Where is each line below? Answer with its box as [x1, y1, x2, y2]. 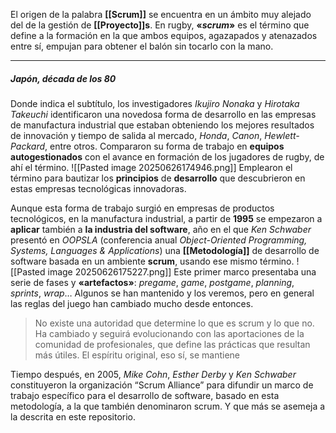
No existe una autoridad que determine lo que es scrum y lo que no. [34, 317, 315, 329]
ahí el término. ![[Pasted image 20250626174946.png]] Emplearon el [10, 161, 293, 173]
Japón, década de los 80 [10, 72, 117, 84]
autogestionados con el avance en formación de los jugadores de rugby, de [10, 150, 325, 163]
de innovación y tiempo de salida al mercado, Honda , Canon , [10, 129, 263, 141]
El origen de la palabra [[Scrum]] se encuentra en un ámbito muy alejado [10, 9, 312, 20]
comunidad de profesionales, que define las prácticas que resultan [34, 338, 311, 350]
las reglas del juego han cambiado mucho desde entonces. [10, 297, 254, 309]
